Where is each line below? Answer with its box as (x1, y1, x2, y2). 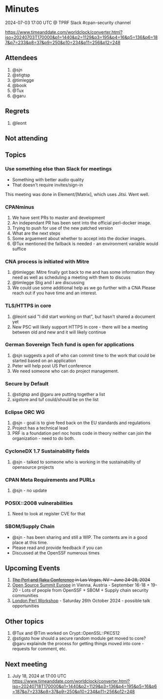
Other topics (5, 617, 44, 626)
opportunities (12, 603, 40, 609)
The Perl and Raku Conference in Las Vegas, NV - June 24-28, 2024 (12, 577, 150, 583)
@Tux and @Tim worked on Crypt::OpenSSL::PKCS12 (12, 630, 120, 636)
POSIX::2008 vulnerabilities (5, 500, 73, 506)
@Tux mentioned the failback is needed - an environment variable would (12, 241, 159, 246)
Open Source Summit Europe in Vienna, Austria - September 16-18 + (12, 582, 150, 588)
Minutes (5, 3, 39, 15)
